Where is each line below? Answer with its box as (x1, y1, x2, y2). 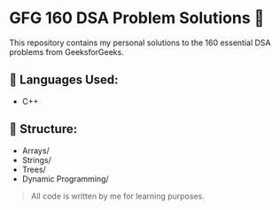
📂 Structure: (9, 121, 78, 136)
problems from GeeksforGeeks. (9, 46, 124, 57)
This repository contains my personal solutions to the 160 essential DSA (9, 37, 271, 48)
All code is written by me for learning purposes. (30, 191, 206, 201)
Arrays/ (21, 145, 51, 156)
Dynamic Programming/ (21, 173, 109, 184)
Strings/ (21, 154, 51, 165)
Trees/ (21, 164, 46, 175)
